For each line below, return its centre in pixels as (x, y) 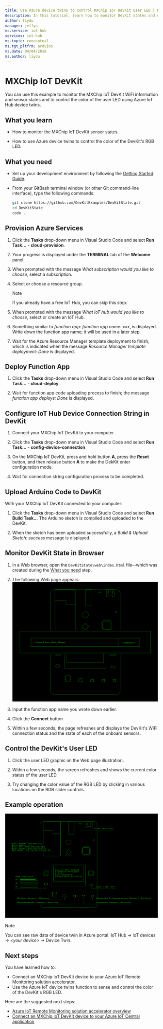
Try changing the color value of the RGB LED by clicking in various (78, 784)
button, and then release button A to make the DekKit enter (71, 462)
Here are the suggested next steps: (40, 1002)
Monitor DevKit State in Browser (55, 553)
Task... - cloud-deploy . (36, 384)
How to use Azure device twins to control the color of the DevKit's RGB (83, 142)
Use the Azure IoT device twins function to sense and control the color (82, 987)
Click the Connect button (37, 719)
